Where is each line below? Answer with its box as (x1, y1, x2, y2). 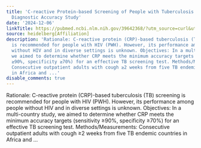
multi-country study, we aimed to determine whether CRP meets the (6, 111, 175, 118)
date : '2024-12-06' (6, 20, 55, 26)
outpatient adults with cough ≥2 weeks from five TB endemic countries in (6, 129, 187, 137)
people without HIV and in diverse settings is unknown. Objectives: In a (6, 104, 181, 112)
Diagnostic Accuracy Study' (11, 14, 82, 20)
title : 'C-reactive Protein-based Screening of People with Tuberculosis (6, 8, 194, 15)
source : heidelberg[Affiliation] (6, 31, 90, 37)
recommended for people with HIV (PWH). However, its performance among (6, 98, 194, 105)
